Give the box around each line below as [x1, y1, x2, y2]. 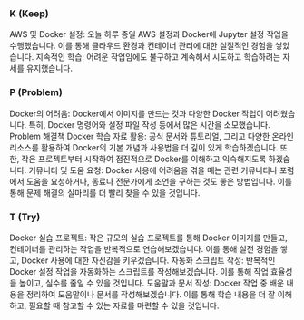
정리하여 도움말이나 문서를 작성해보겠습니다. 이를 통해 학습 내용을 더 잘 [25, 288, 276, 299]
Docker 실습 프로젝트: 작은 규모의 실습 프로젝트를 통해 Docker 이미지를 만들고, [9, 232, 288, 243]
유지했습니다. [25, 63, 74, 74]
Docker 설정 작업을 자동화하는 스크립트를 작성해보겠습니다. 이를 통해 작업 [9, 266, 270, 276]
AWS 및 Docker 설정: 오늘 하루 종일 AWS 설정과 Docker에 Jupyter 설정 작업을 [9, 29, 289, 40]
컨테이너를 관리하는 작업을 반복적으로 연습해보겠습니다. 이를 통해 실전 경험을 [9, 243, 279, 254]
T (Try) [9, 210, 41, 223]
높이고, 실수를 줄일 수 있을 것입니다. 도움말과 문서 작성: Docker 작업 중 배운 [18, 277, 285, 288]
